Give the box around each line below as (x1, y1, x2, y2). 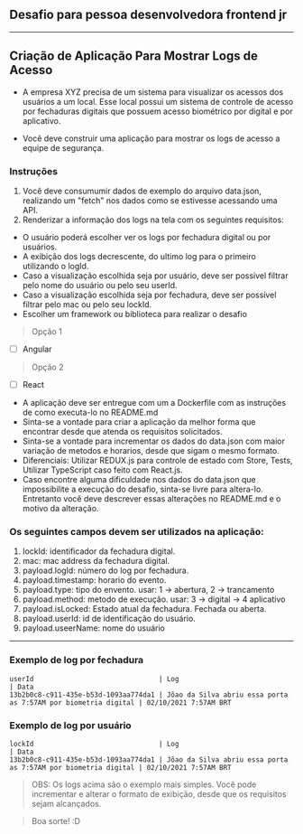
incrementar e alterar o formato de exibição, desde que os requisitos (31, 788, 287, 799)
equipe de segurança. (22, 142, 105, 153)
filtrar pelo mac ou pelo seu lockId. (22, 298, 152, 310)
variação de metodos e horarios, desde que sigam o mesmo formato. (22, 445, 280, 456)
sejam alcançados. (31, 798, 102, 809)
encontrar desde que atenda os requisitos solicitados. (22, 426, 223, 437)
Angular (22, 343, 52, 354)
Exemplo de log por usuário (9, 718, 133, 731)
